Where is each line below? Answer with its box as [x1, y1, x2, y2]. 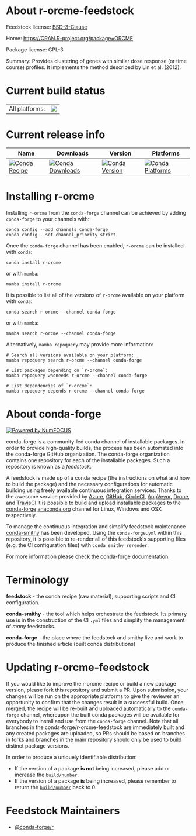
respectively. [6, 511, 37, 518]
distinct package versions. [6, 742, 69, 749]
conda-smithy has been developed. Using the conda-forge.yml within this [6, 529, 183, 536]
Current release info [6, 128, 106, 142]
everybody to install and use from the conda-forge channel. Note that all [6, 717, 178, 724]
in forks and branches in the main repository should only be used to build [6, 736, 182, 743]
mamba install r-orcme [6, 281, 61, 287]
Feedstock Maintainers [6, 804, 120, 817]
